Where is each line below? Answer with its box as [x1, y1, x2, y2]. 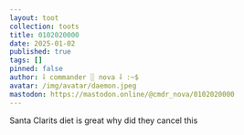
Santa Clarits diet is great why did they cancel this [9, 115, 198, 126]
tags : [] [9, 56, 43, 65]
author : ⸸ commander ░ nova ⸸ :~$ [9, 73, 139, 82]
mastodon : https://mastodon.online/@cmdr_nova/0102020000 [9, 89, 235, 99]
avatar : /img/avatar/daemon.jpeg [9, 81, 137, 90]
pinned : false [9, 65, 64, 74]
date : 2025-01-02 [9, 38, 76, 48]
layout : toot [9, 13, 59, 23]
